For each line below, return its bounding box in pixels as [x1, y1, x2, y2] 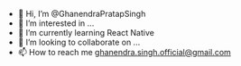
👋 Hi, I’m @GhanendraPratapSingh [17, 9, 146, 19]
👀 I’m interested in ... [17, 18, 95, 29]
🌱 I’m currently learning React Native [17, 28, 155, 37]
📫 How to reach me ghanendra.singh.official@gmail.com [17, 47, 232, 57]
